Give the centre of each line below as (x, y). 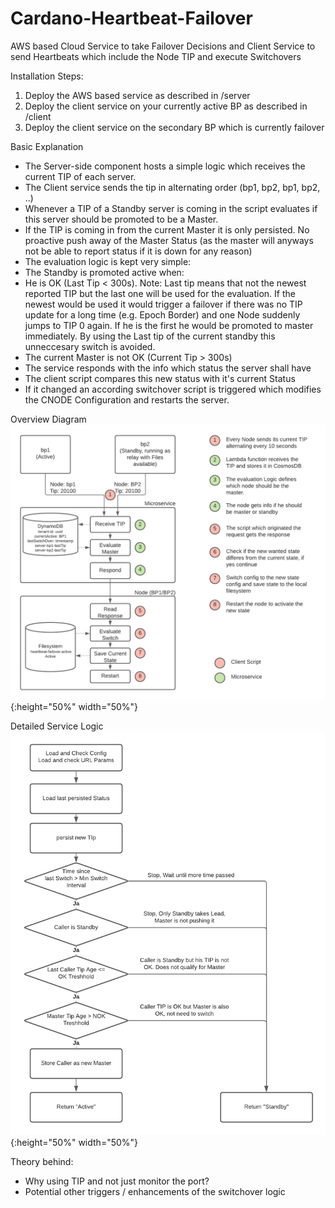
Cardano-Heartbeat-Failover (131, 18)
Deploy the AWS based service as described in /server (137, 95)
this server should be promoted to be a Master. (121, 219)
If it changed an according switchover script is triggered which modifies (173, 389)
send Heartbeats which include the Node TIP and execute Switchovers (156, 56)
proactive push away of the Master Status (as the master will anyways (169, 240)
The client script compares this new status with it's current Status (160, 378)
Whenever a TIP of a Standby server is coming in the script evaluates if (171, 208)
